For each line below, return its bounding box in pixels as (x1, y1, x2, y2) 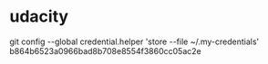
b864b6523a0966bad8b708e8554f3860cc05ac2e (9, 45, 202, 56)
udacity (9, 6, 69, 27)
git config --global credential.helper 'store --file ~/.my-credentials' (9, 36, 260, 47)
